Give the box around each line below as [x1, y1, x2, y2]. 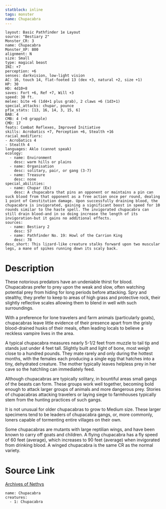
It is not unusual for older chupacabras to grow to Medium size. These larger [5, 406, 161, 413]
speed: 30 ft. [5, 95, 35, 100]
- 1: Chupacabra [9, 500, 43, 505]
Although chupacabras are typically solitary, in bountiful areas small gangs [5, 376, 157, 382]
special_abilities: [5, 181, 45, 186]
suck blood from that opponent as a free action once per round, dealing [5, 194, 161, 199]
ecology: [5, 151, 23, 156]
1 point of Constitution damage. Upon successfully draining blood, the [5, 199, 158, 204]
